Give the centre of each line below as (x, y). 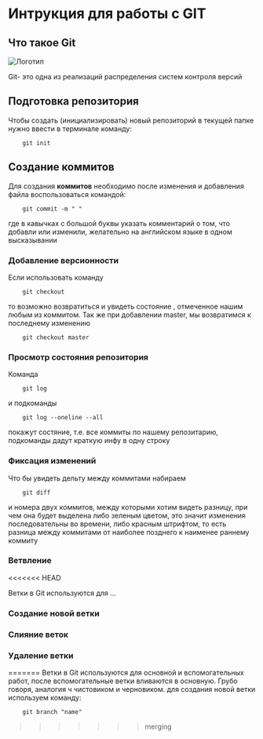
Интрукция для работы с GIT (107, 14)
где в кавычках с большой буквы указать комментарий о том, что (119, 223)
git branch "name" (52, 712)
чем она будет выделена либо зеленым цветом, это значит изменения (127, 515)
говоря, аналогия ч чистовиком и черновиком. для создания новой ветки (132, 689)
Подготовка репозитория (73, 102)
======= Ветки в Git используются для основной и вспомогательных (126, 672)
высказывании (33, 240)
